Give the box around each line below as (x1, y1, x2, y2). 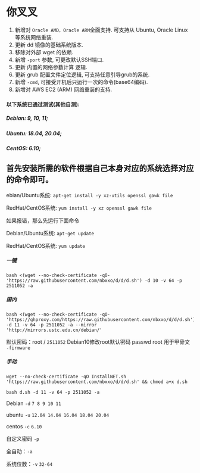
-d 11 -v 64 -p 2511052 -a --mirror (6, 322, 97, 328)
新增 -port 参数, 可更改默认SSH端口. (14, 56, 104, 63)
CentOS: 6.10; (6, 144, 41, 152)
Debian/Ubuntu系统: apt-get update (6, 229, 95, 236)
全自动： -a (6, 447, 33, 455)
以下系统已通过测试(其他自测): (6, 101, 80, 108)
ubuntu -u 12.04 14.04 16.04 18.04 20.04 (6, 411, 110, 418)
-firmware (6, 345, 31, 351)
